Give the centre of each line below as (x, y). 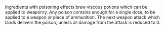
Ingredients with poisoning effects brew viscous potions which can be (76, 7)
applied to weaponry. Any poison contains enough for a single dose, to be (80, 12)
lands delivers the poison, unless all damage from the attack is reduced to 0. (83, 22)
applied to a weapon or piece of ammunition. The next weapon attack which (82, 17)
